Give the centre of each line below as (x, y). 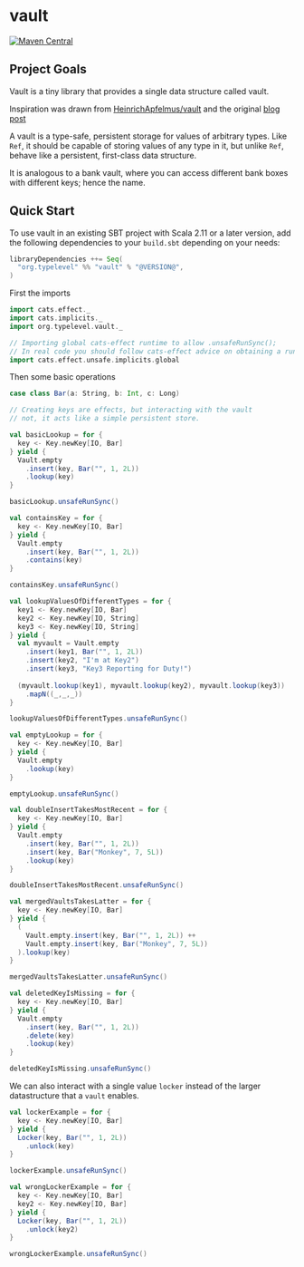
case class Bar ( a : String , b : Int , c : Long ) (95, 394)
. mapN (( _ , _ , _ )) (54, 694)
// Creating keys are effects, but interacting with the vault (131, 410)
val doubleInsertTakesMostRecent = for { (89, 810)
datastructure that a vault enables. (75, 1096)
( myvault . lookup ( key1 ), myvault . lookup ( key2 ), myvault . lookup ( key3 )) (151, 685)
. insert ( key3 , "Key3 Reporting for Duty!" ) (109, 669)
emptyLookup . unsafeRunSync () (64, 794)
